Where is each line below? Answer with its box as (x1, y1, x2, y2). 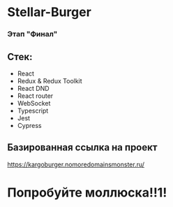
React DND (17, 84, 50, 92)
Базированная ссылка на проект (7, 141, 158, 154)
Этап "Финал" (7, 29, 58, 39)
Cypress (17, 121, 42, 129)
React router (17, 92, 54, 100)
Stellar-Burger (7, 4, 92, 20)
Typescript (17, 106, 49, 115)
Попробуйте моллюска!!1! (7, 185, 167, 200)
